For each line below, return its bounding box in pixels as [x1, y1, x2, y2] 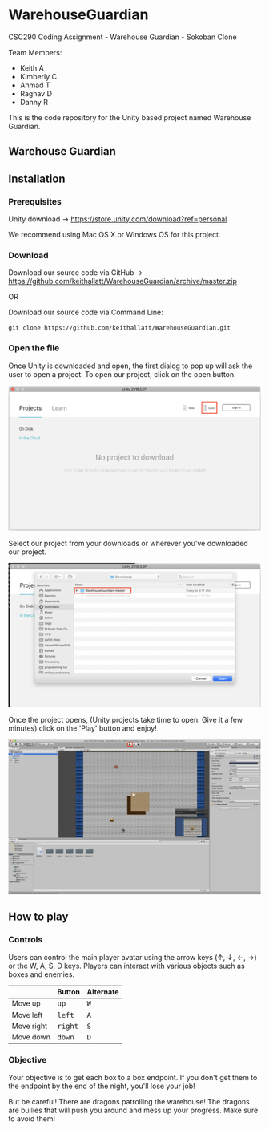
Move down [11, 1032, 50, 1042]
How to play [8, 910, 69, 924]
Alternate [86, 987, 119, 997]
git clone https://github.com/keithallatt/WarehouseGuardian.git [8, 324, 231, 332]
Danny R [19, 97, 48, 107]
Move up [11, 998, 42, 1008]
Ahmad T [19, 80, 50, 90]
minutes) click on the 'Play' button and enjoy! [8, 723, 158, 733]
